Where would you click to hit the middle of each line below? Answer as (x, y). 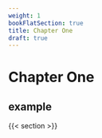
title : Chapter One (41, 30)
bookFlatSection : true (46, 23)
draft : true (28, 38)
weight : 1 (25, 16)
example (30, 106)
